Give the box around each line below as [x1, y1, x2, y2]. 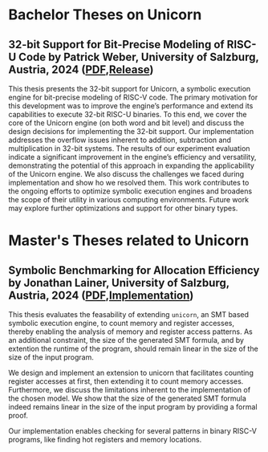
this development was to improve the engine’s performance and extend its [8, 101, 254, 110]
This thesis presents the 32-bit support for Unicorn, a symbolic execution [8, 84, 251, 93]
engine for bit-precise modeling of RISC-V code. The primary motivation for [8, 92, 258, 102]
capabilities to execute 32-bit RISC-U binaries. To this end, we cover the [8, 110, 247, 119]
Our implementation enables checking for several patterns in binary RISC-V [8, 426, 257, 435]
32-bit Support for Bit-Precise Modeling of [8, 38, 225, 51]
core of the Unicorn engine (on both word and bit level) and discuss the [8, 118, 245, 128]
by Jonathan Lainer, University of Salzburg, [8, 275, 230, 290]
